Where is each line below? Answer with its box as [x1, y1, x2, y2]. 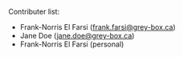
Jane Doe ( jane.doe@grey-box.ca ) [19, 31, 135, 40]
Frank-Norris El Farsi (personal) [19, 39, 124, 49]
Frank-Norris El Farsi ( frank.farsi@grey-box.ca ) [19, 22, 177, 31]
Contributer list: [8, 7, 60, 16]
